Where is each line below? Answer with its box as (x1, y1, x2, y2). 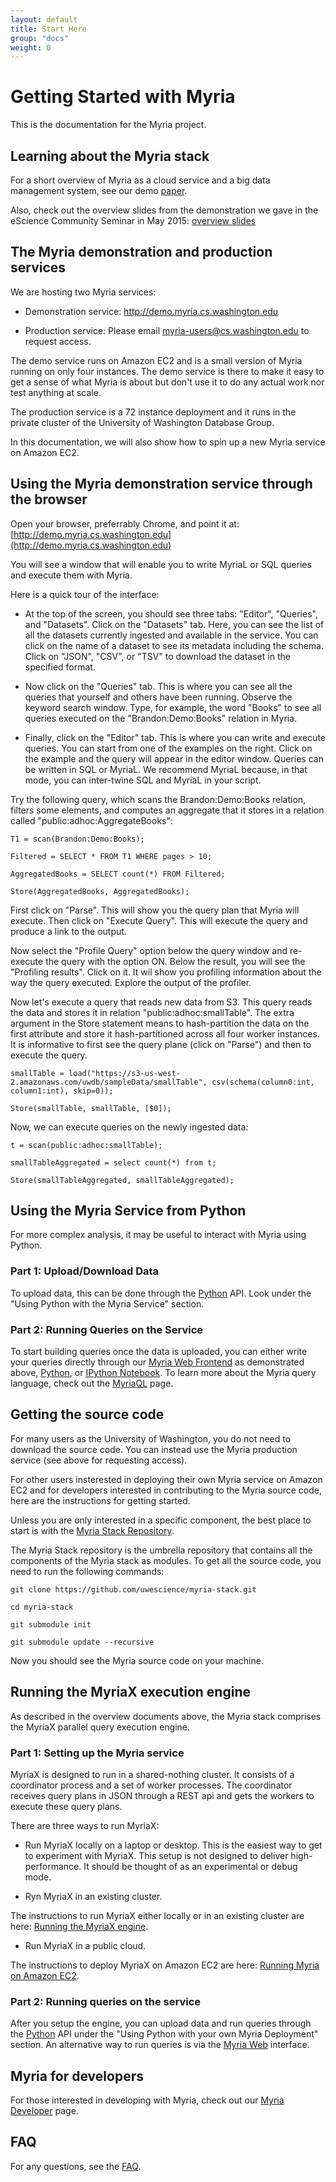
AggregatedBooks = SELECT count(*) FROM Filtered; (10, 869, 226, 879)
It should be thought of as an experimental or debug (83, 1860, 298, 1872)
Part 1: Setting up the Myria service (10, 1746, 185, 1760)
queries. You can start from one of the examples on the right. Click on (24, 742, 313, 754)
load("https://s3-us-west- (68, 1068, 182, 1078)
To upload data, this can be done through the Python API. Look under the (10, 1287, 312, 1299)
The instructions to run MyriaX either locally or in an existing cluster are (10, 1909, 305, 1921)
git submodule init (10, 1619, 92, 1630)
